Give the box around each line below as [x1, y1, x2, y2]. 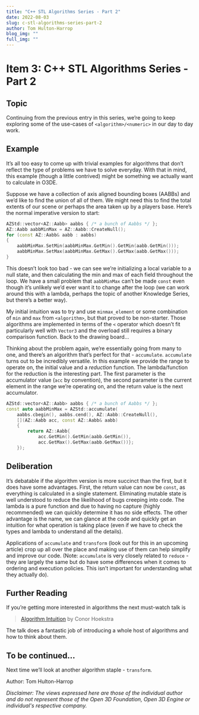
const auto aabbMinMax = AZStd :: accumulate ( [6, 406, 118, 412]
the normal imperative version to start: [6, 209, 100, 216]
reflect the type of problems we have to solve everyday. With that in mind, [6, 166, 187, 173]
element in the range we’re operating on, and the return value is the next [6, 382, 183, 390]
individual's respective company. [6, 702, 87, 709]
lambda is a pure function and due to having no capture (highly [6, 502, 160, 510]
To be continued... [6, 650, 75, 661]
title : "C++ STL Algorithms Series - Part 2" [6, 8, 121, 15]
